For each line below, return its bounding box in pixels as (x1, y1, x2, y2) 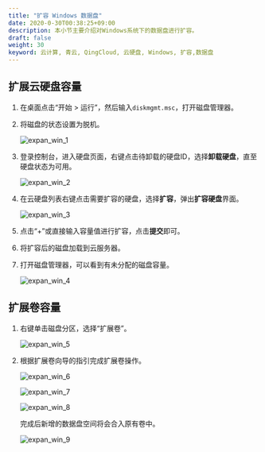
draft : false (8, 33, 52, 42)
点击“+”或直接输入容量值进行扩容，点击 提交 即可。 (19, 226, 185, 235)
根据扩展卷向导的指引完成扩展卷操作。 (19, 355, 146, 365)
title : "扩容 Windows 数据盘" (8, 11, 103, 20)
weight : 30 (8, 41, 45, 49)
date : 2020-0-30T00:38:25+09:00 (8, 19, 115, 27)
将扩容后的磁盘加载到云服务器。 (19, 243, 125, 253)
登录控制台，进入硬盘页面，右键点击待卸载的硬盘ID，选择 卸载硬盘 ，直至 (19, 152, 257, 161)
